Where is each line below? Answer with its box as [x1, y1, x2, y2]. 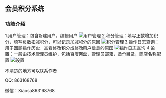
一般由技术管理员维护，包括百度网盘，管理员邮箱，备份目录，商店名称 [13, 51, 157, 57]
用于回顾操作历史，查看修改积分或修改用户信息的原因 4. [5, 45, 151, 50]
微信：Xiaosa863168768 [5, 87, 55, 93]
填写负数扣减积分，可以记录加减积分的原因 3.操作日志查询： [13, 39, 160, 45]
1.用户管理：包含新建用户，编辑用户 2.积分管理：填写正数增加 [5, 32, 154, 38]
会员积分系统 [5, 4, 44, 13]
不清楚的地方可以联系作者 [5, 68, 57, 73]
